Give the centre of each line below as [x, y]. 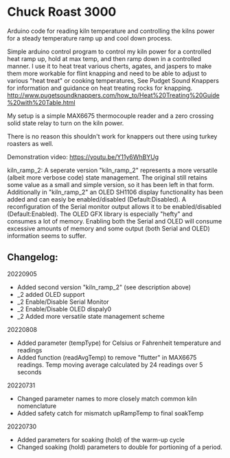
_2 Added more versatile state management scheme [91, 316]
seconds [29, 372]
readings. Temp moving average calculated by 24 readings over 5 [110, 365]
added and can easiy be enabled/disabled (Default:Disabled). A [97, 199]
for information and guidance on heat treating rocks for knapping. [100, 88]
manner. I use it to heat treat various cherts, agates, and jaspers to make [110, 66]
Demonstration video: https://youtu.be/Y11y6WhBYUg [83, 157]
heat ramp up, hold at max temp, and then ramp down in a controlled [104, 58]
